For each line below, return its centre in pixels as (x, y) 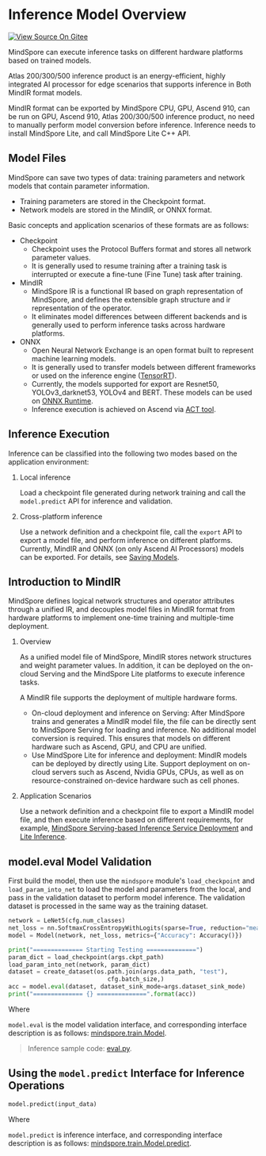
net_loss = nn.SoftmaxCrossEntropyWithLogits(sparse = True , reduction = (127, 928)
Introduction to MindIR (65, 582)
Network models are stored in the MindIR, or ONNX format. (116, 210)
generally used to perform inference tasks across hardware (128, 325)
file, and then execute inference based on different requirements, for (131, 820)
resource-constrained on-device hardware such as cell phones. (135, 780)
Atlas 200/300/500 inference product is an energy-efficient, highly (117, 75)
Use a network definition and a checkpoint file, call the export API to (131, 532)
